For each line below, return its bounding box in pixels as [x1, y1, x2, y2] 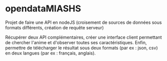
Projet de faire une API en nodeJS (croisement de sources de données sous [5, 19, 162, 25]
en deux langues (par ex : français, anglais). [5, 50, 96, 56]
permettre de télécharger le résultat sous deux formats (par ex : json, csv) [5, 45, 158, 51]
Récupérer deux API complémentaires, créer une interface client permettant [5, 34, 162, 40]
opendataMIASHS [5, 3, 81, 14]
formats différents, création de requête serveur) [5, 24, 104, 30]
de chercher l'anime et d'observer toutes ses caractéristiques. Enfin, [5, 39, 147, 45]
